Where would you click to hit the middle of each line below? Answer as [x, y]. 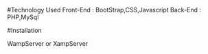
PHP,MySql [23, 17]
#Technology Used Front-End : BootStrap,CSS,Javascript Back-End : [104, 10]
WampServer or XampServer [48, 43]
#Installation [25, 30]
